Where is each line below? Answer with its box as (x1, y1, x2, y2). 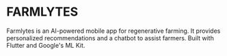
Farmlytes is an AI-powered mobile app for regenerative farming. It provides (6, 27, 221, 35)
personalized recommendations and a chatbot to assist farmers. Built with (6, 33, 215, 42)
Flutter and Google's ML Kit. (6, 41, 85, 49)
